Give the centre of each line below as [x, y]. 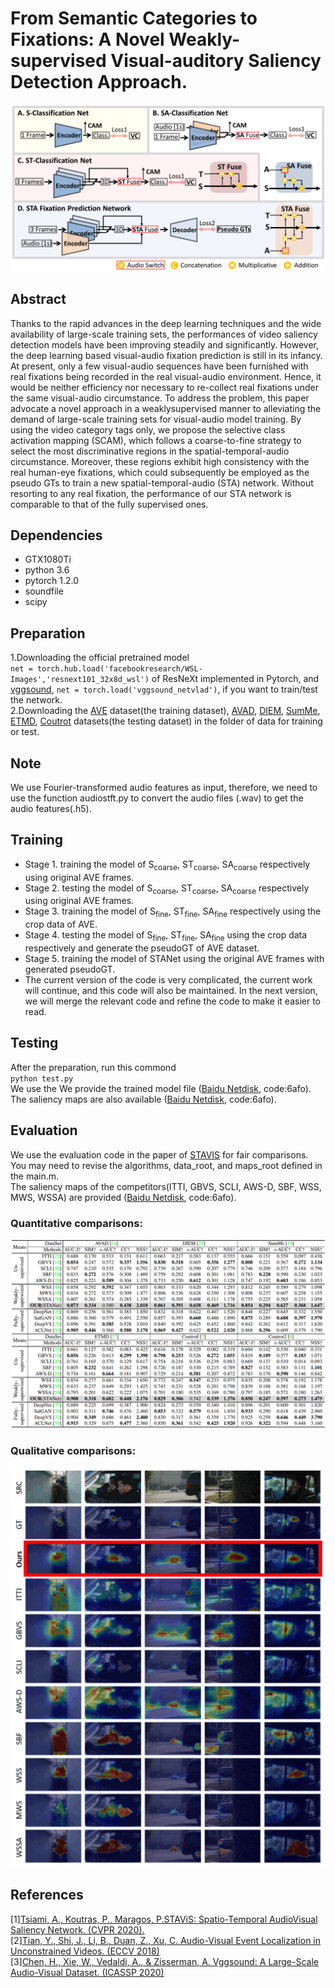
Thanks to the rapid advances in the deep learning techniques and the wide [166, 323]
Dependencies [56, 535]
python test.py [42, 1078]
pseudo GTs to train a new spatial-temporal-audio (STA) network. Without [162, 483]
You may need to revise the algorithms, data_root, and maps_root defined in [166, 1165]
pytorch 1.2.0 [52, 581]
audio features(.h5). [51, 808]
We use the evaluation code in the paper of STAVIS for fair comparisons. [159, 1154]
